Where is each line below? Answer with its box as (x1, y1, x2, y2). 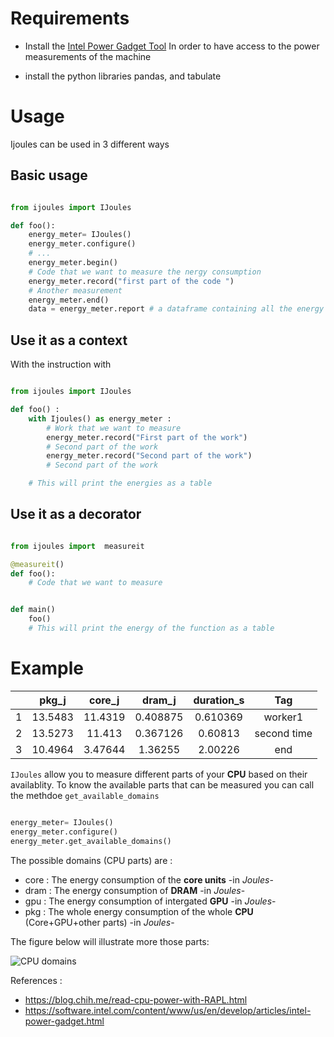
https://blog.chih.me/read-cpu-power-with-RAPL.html (24, 993, 248, 1006)
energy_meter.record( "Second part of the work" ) (46, 451, 253, 461)
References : (10, 974, 63, 986)
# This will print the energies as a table (28, 478, 213, 489)
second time (254, 726, 313, 740)
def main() (10, 605, 56, 615)
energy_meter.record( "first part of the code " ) (28, 276, 235, 286)
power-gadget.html (24, 1015, 105, 1027)
